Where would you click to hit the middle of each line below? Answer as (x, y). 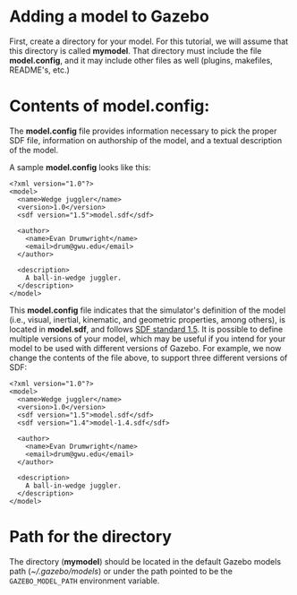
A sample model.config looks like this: (81, 167)
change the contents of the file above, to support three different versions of (148, 358)
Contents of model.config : (110, 106)
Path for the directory (91, 537)
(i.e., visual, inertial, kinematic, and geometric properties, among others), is (148, 319)
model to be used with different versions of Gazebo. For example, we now (145, 348)
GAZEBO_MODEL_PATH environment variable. (85, 581)
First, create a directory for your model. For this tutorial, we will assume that (149, 41)
